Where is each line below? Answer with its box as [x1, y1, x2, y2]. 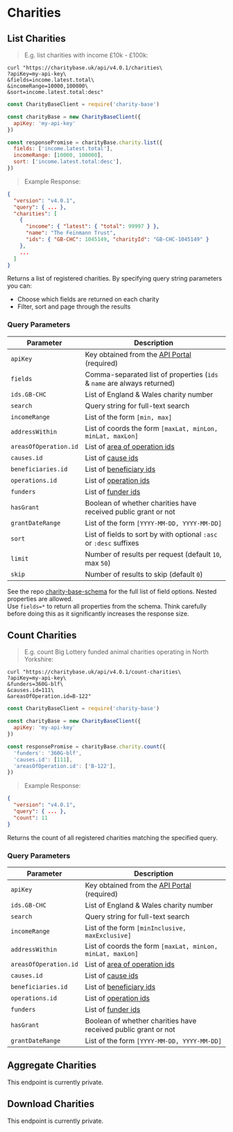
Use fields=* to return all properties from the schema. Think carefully [7, 602, 207, 610]
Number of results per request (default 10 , [85, 549, 222, 559]
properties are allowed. [7, 594, 74, 602]
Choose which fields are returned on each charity [17, 295, 159, 304]
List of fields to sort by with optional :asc [85, 530, 218, 539]
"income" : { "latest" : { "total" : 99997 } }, [25, 223, 159, 230]
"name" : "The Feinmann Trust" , [25, 229, 116, 237]
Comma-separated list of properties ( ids [85, 370, 218, 379]
